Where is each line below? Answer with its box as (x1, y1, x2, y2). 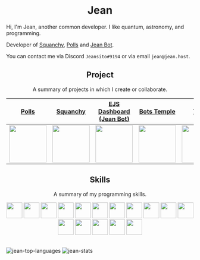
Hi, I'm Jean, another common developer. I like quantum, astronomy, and (6, 23, 185, 30)
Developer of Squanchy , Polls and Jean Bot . (6, 41, 114, 48)
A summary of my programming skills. (53, 190, 147, 198)
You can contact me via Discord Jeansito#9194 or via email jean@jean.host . (6, 52, 190, 59)
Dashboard (98, 107, 130, 115)
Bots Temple (139, 107, 176, 115)
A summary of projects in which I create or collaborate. (32, 86, 168, 93)
